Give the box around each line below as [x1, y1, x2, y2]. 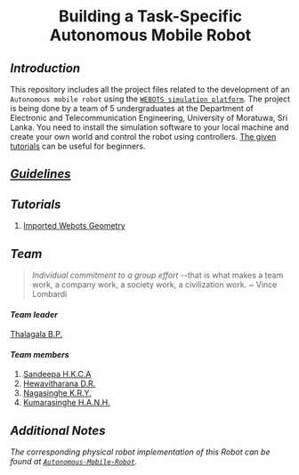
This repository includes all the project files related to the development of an [10, 85, 290, 94]
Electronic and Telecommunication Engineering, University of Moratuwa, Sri [10, 113, 288, 123]
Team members [10, 349, 69, 359]
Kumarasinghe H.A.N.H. [22, 398, 110, 408]
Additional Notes [10, 423, 106, 438]
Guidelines [10, 166, 71, 181]
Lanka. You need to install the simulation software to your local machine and [10, 122, 289, 133]
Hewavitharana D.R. [22, 378, 96, 389]
